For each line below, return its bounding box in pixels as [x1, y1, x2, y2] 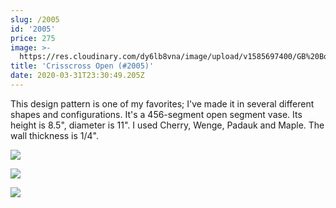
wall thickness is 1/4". [10, 129, 100, 141]
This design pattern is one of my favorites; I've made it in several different [10, 97, 315, 110]
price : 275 [10, 33, 56, 43]
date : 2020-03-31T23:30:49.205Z [10, 71, 145, 81]
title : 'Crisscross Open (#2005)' [10, 61, 155, 71]
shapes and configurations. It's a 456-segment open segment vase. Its [10, 108, 303, 120]
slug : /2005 [10, 14, 60, 25]
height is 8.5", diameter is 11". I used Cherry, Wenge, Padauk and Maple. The [10, 119, 325, 131]
